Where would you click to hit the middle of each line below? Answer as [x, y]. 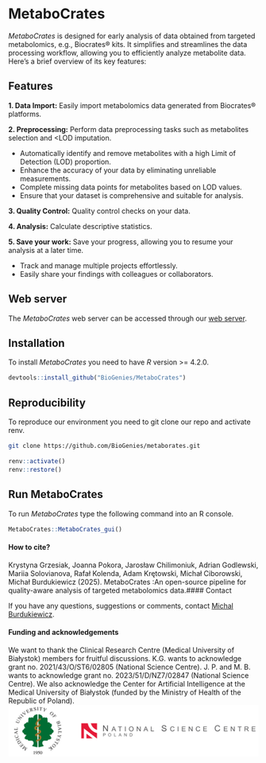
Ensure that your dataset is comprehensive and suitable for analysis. [131, 195]
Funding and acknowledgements [64, 633]
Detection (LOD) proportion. [65, 162]
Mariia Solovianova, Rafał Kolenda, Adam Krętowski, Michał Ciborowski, [125, 573]
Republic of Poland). [42, 700]
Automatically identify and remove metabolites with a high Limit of [128, 153]
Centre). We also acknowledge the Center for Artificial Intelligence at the [127, 683]
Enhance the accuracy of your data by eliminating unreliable [118, 170]
